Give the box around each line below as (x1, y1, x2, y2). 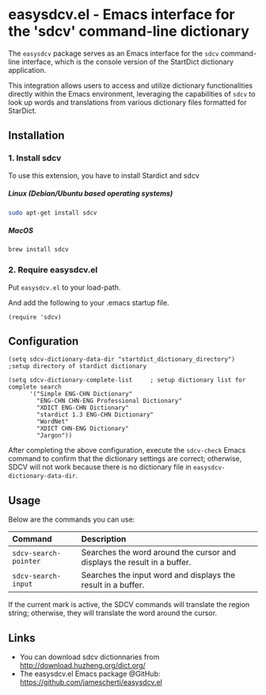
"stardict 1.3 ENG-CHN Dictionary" (36, 411, 154, 419)
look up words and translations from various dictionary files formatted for (8, 97, 247, 107)
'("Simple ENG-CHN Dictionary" (28, 390, 133, 398)
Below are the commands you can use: (8, 515, 135, 524)
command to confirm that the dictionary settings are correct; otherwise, (8, 454, 242, 464)
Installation (8, 129, 65, 142)
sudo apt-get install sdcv (8, 208, 97, 217)
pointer (12, 556, 41, 566)
